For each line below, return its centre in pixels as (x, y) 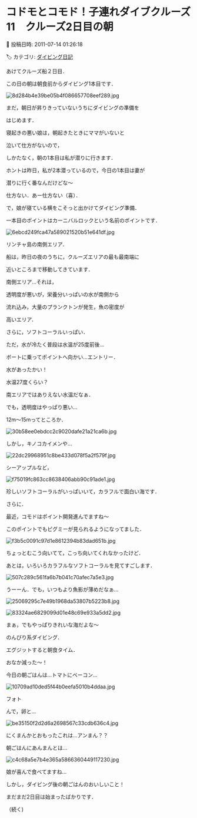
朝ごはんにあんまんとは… (37, 748)
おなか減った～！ (27, 662)
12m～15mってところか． (36, 420)
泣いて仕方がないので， (34, 145)
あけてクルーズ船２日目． (37, 71)
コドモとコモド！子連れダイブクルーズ (98, 12)
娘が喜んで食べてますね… (36, 771)
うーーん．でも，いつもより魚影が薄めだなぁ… (62, 589)
